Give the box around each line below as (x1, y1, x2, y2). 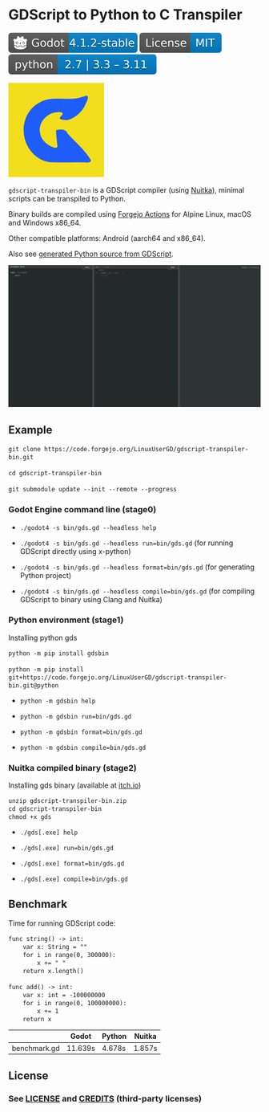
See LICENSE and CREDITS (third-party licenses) (8, 1093, 203, 1104)
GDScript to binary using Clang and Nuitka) (19, 594, 163, 604)
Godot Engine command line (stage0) (8, 504, 157, 515)
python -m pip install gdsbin (8, 649, 110, 658)
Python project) (19, 570, 72, 580)
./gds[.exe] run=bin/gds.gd (19, 845, 114, 853)
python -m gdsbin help (19, 697, 96, 705)
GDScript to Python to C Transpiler (8, 6, 243, 24)
